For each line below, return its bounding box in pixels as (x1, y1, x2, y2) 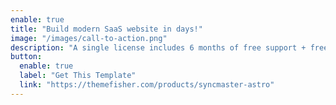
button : (10, 52, 43, 62)
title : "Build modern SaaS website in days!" (10, 24, 203, 34)
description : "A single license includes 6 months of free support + (10, 42, 307, 53)
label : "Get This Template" (19, 71, 137, 81)
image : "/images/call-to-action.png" (10, 33, 168, 43)
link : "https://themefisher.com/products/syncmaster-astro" (19, 80, 275, 90)
